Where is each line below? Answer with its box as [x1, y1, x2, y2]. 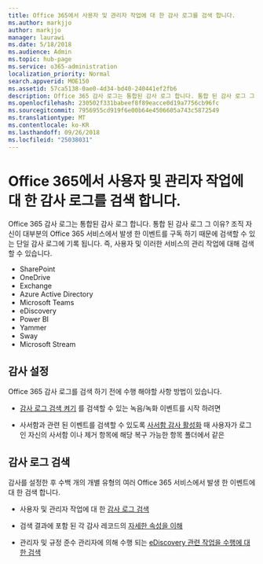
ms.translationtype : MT [8, 114, 86, 122]
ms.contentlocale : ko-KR [8, 121, 89, 129]
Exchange [19, 281, 53, 291]
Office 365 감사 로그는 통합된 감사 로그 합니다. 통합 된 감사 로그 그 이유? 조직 [8, 219, 244, 229]
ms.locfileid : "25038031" [8, 135, 93, 144]
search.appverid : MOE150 [8, 77, 89, 85]
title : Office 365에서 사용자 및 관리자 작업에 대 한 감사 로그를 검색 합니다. [8, 11, 236, 20]
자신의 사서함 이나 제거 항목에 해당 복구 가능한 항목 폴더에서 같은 [27, 430, 225, 440]
